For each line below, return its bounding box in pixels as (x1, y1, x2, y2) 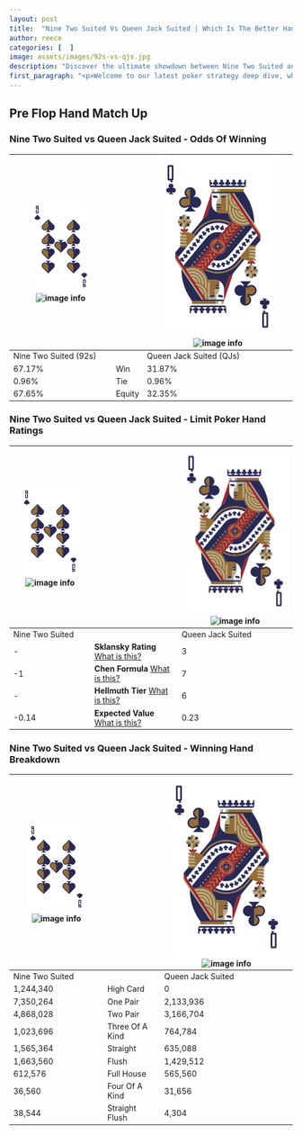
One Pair (107, 995, 139, 1007)
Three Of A (107, 1022, 148, 1032)
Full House (107, 1067, 147, 1079)
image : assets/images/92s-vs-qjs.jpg (9, 52, 151, 62)
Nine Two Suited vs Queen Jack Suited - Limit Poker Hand (9, 413, 267, 426)
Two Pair (107, 1008, 140, 1019)
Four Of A (107, 1081, 143, 1092)
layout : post (9, 14, 58, 23)
